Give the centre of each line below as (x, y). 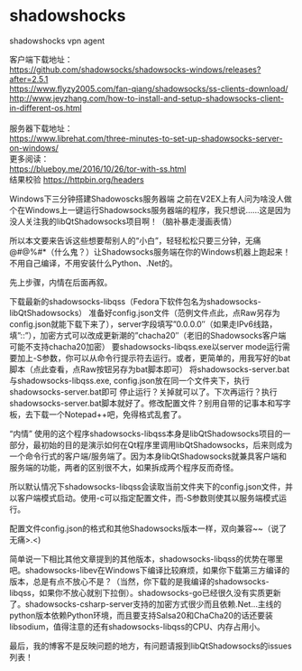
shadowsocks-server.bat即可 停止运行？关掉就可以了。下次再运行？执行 (143, 391)
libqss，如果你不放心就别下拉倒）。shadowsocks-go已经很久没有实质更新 (145, 592)
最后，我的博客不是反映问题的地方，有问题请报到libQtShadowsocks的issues (151, 646)
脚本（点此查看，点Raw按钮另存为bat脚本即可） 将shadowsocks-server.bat (150, 369)
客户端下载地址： (41, 59)
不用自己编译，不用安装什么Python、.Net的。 (93, 263)
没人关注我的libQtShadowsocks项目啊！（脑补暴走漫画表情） (123, 221)
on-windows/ (34, 148)
